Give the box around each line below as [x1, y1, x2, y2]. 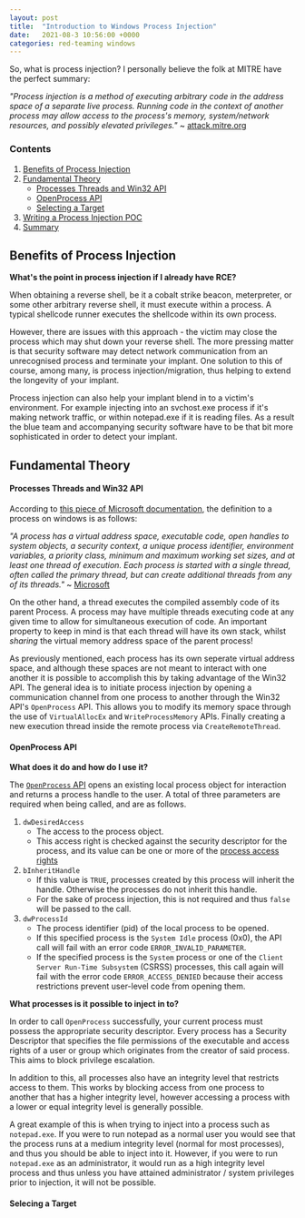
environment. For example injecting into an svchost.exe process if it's [9, 402, 269, 413]
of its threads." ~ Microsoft [9, 579, 111, 590]
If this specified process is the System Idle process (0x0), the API [35, 932, 282, 943]
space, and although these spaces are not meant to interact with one [9, 662, 268, 674]
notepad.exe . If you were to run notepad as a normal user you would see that [9, 1129, 296, 1140]
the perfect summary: [9, 74, 91, 85]
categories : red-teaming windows [9, 38, 136, 48]
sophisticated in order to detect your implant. [9, 431, 178, 442]
